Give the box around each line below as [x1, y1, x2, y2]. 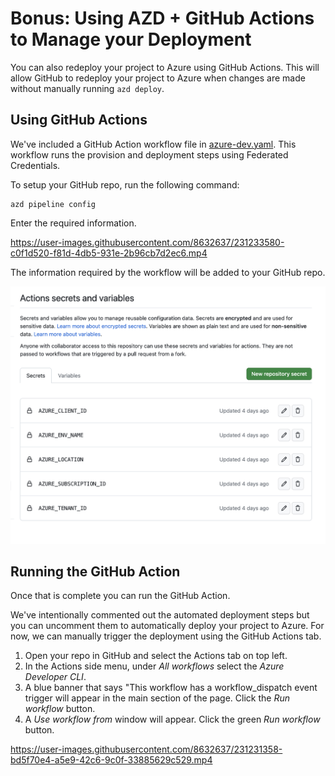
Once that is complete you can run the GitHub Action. [10, 590, 231, 602]
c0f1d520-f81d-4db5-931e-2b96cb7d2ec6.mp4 [10, 247, 208, 259]
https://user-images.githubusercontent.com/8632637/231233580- [10, 236, 285, 248]
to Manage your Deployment [10, 28, 252, 51]
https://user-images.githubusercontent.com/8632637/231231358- [10, 743, 283, 756]
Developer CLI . [24, 671, 87, 683]
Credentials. [10, 159, 61, 171]
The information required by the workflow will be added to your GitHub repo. [10, 266, 326, 278]
